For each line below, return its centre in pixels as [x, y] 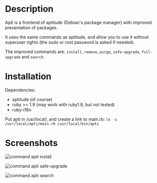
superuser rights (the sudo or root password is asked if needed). [70, 42]
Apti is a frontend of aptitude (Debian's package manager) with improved [78, 22]
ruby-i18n [22, 110]
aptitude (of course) [32, 99]
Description [29, 9]
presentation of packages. [31, 27]
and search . [33, 56]
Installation [28, 77]
